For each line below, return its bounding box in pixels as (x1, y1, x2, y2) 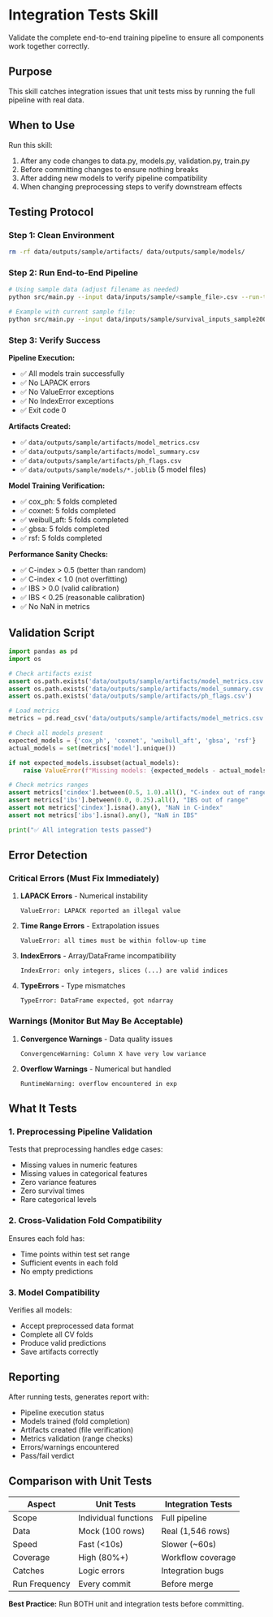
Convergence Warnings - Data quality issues (19, 1034, 173, 1044)
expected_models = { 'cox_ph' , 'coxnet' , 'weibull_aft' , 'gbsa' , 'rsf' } (8, 737, 256, 745)
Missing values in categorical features (19, 1169, 148, 1178)
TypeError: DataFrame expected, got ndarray (19, 997, 174, 1005)
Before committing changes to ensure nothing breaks (19, 164, 199, 174)
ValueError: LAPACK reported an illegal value (19, 907, 181, 915)
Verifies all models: (8, 1305, 72, 1315)
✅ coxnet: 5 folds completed (19, 506, 116, 516)
